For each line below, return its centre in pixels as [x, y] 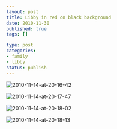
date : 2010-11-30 [28, 23]
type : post [20, 45]
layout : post [22, 12]
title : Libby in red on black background [59, 17]
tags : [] [17, 34]
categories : [21, 51]
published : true [26, 29]
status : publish [26, 68]
